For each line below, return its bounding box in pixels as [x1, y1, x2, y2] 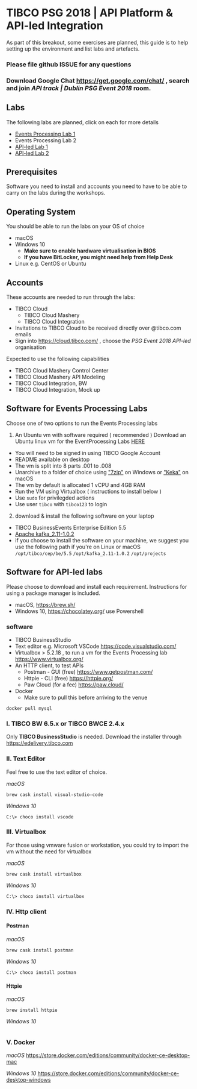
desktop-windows [6, 1076, 51, 1084]
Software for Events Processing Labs [6, 404, 148, 414]
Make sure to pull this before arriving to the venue [23, 694, 148, 701]
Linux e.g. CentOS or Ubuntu [14, 260, 86, 268]
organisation [14, 344, 46, 351]
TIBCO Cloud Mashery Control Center [14, 367, 109, 374]
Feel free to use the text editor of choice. [6, 768, 108, 776]
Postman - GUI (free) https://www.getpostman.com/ [23, 668, 153, 675]
